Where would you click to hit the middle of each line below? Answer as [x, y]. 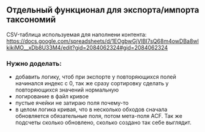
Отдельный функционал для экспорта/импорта [103, 10]
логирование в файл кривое [52, 96]
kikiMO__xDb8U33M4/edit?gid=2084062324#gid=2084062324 [87, 47]
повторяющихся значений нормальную [67, 90]
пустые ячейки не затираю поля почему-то [72, 103]
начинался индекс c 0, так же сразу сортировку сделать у [92, 83]
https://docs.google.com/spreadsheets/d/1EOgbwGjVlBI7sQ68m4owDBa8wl [102, 41]
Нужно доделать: [34, 63]
